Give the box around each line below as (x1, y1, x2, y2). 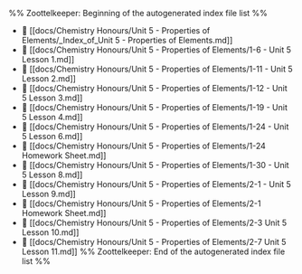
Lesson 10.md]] (21, 227, 80, 238)
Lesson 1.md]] (21, 54, 75, 64)
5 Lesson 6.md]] (21, 131, 83, 141)
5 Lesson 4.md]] (21, 112, 83, 122)
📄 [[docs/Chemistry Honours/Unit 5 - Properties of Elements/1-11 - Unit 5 (21, 63, 293, 74)
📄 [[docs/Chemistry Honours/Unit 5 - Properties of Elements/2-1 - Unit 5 (21, 179, 291, 189)
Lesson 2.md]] (21, 73, 76, 84)
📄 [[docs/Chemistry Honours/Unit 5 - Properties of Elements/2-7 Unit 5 (21, 237, 287, 247)
